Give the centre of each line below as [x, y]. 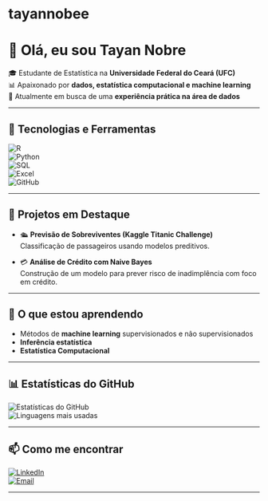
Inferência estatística [56, 342]
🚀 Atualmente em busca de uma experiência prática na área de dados [124, 97]
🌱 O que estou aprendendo [76, 315]
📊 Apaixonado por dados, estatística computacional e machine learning [130, 85]
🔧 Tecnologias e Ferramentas [82, 129]
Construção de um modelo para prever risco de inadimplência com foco [138, 273]
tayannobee [49, 14]
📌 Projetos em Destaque [69, 215]
